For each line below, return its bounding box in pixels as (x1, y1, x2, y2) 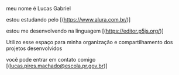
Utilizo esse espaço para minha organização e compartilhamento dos (6, 39, 173, 45)
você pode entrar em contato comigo (6, 56, 96, 63)
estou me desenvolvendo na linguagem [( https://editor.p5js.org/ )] (6, 27, 164, 34)
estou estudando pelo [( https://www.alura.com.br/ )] (6, 16, 131, 23)
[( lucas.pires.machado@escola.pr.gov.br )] (6, 62, 108, 69)
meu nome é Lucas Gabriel (6, 5, 71, 12)
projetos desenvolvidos (6, 45, 63, 52)
